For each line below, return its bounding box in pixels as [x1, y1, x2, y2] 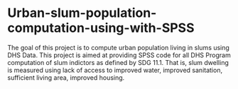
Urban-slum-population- [7, 5, 157, 21]
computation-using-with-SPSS [7, 20, 195, 36]
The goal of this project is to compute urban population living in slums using [7, 43, 229, 52]
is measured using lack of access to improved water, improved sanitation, [7, 66, 222, 74]
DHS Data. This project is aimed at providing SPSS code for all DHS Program [7, 51, 231, 59]
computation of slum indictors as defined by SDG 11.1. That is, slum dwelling [7, 58, 229, 66]
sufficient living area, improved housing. [7, 73, 125, 82]
